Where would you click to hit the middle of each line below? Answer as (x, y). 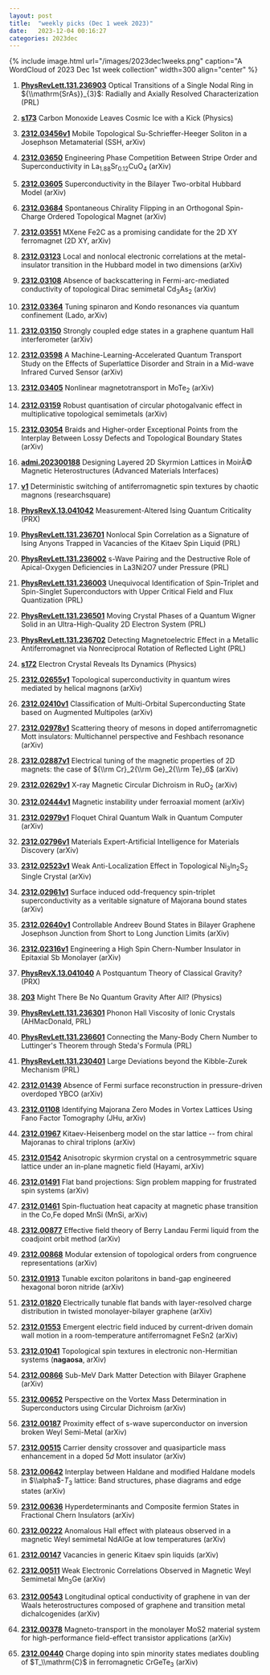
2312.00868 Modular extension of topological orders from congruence (139, 1255)
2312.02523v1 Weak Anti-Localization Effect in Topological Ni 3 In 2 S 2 (134, 867)
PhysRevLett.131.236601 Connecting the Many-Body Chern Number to (139, 1037)
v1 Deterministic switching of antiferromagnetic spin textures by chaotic (140, 486)
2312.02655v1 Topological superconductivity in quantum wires (126, 679)
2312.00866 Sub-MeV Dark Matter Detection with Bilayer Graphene (133, 1375)
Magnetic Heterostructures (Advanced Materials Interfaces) (120, 470)
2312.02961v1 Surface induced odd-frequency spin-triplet (118, 892)
